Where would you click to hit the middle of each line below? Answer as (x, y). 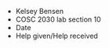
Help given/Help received (56, 36)
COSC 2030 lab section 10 (58, 19)
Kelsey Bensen (40, 11)
